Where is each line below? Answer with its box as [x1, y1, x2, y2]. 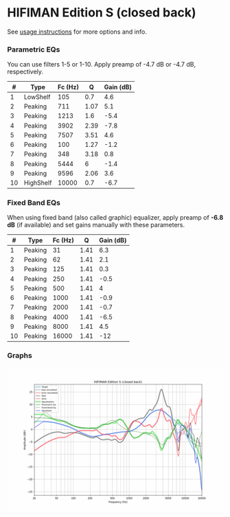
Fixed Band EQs [7, 198, 60, 207]
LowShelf [23, 93, 51, 101]
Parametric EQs [7, 45, 60, 54]
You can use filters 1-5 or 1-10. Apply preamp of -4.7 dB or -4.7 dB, [7, 60, 196, 69]
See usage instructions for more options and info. [7, 27, 148, 36]
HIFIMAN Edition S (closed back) [7, 5, 197, 21]
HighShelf [23, 179, 52, 187]
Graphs [7, 351, 32, 360]
